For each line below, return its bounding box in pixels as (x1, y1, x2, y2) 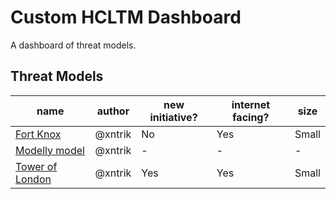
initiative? (149, 110, 198, 124)
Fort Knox (15, 127, 62, 141)
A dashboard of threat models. (10, 39, 137, 51)
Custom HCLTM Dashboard (10, 6, 242, 29)
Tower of (15, 159, 58, 173)
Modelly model (15, 143, 85, 157)
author (96, 104, 130, 118)
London (15, 172, 52, 186)
